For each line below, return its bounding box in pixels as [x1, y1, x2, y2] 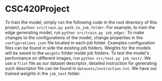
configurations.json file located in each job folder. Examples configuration [5, 40, 155, 45]
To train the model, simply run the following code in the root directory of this [5, 19, 158, 25]
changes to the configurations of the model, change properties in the [5, 35, 143, 40]
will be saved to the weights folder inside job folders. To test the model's [5, 50, 149, 56]
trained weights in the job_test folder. [5, 70, 81, 76]
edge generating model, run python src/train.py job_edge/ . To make [5, 29, 145, 35]
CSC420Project [5, 3, 70, 14]
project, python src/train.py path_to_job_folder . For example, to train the [5, 24, 155, 30]
